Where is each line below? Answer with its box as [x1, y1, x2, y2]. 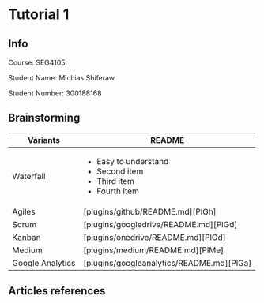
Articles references [8, 284, 106, 297]
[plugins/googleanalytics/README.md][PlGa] [82, 257, 252, 268]
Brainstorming [8, 111, 81, 125]
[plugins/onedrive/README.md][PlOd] [82, 231, 227, 242]
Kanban [12, 231, 41, 242]
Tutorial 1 [8, 6, 70, 24]
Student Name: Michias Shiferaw [8, 73, 115, 82]
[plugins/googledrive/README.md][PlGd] [82, 219, 238, 230]
